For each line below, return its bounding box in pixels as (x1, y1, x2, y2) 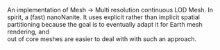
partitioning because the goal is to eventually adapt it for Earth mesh (7, 21, 203, 28)
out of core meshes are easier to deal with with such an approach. (7, 35, 196, 43)
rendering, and (7, 27, 50, 36)
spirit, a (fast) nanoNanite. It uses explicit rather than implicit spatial (7, 13, 200, 21)
